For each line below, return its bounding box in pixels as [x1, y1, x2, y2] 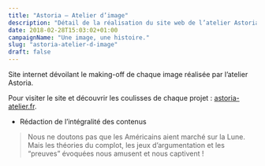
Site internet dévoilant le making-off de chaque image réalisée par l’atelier [8, 70, 248, 79]
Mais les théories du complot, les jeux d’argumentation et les [27, 141, 225, 149]
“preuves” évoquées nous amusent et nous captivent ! [27, 149, 204, 158]
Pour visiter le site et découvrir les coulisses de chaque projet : [8, 94, 213, 102]
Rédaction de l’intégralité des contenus [19, 117, 147, 126]
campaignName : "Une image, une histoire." [8, 33, 150, 42]
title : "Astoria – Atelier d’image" [8, 11, 129, 20]
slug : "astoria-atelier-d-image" [8, 41, 118, 49]
